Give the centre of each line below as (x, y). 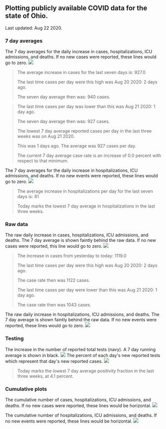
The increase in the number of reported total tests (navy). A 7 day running (81, 349)
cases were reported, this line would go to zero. (54, 246)
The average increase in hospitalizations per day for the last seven (85, 191)
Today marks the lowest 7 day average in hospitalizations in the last (86, 206)
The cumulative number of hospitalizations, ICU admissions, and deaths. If (81, 415)
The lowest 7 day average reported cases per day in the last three (84, 131)
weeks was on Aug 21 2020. (46, 137)
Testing (14, 339)
